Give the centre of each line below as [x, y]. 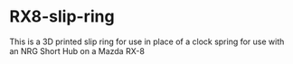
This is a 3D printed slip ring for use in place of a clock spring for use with [147, 41]
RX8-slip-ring [62, 17]
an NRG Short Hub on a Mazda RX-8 [77, 50]
